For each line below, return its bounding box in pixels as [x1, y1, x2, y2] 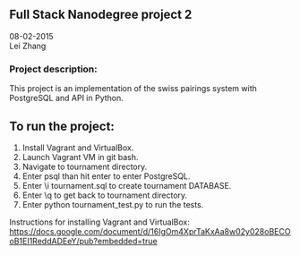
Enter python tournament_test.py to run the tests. [21, 199, 204, 209]
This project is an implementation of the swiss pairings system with [9, 83, 257, 94]
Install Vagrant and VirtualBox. [21, 142, 134, 153]
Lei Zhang [9, 40, 47, 51]
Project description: [9, 63, 98, 75]
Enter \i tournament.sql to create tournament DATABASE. [21, 180, 232, 191]
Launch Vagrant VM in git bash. [21, 151, 139, 162]
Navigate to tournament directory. [21, 161, 148, 172]
